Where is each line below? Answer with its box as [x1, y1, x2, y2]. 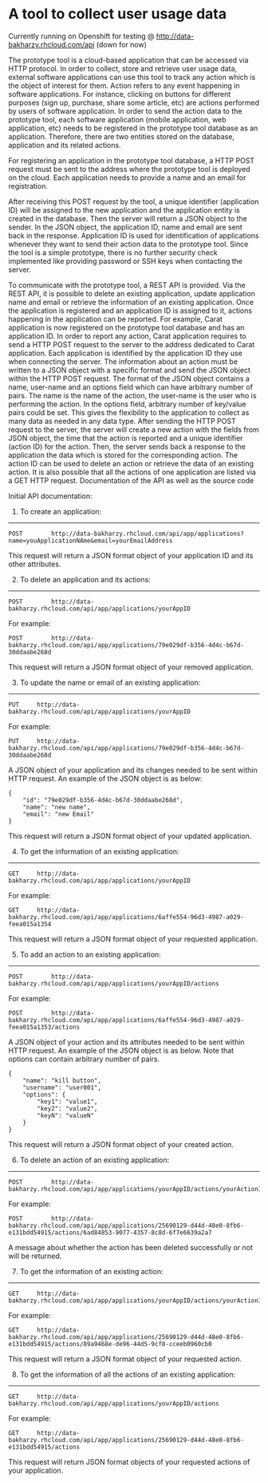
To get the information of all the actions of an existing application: [19, 1369, 236, 1379]
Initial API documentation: [8, 491, 93, 501]
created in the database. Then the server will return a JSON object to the [8, 214, 247, 223]
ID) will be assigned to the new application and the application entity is [8, 205, 241, 214]
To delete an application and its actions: [19, 574, 152, 584]
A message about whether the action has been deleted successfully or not [8, 1242, 254, 1252]
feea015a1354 [8, 920, 52, 928]
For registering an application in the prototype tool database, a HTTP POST [8, 155, 255, 165]
